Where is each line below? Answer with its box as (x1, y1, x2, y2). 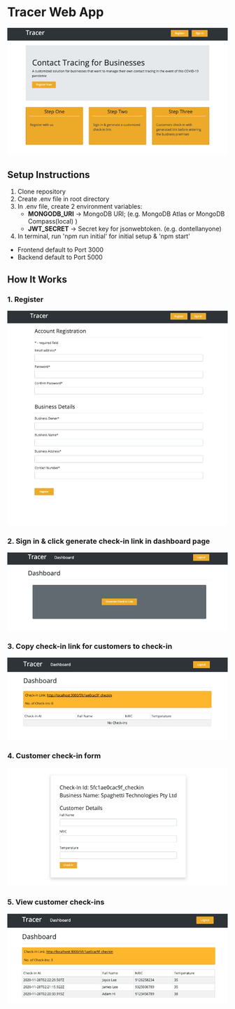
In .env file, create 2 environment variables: (17, 203, 143, 211)
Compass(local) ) (27, 217, 78, 226)
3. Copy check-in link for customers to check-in (7, 641, 173, 651)
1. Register (7, 294, 44, 304)
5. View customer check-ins (7, 898, 105, 907)
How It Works (7, 273, 68, 285)
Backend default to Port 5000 (17, 253, 103, 261)
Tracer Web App (7, 4, 104, 20)
